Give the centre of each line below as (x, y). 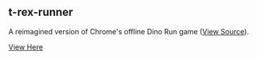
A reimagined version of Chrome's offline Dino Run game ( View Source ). (128, 31)
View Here (26, 47)
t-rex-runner (41, 12)
